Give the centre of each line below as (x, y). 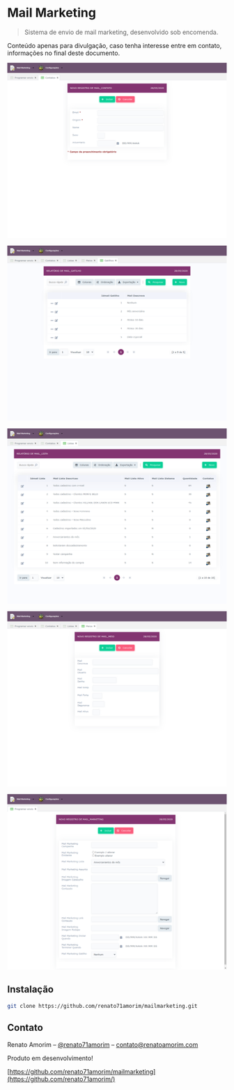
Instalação (31, 989)
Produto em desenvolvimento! (50, 1058)
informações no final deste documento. (64, 53)
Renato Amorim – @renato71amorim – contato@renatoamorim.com (103, 1044)
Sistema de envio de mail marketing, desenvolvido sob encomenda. (121, 32)
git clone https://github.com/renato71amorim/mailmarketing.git (102, 1006)
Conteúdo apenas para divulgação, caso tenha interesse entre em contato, (115, 45)
